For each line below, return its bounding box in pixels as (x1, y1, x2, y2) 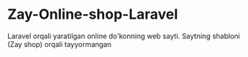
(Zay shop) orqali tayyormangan (7, 39, 112, 48)
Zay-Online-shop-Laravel (7, 5, 178, 23)
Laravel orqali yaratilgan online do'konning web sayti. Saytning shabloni (7, 31, 240, 41)
